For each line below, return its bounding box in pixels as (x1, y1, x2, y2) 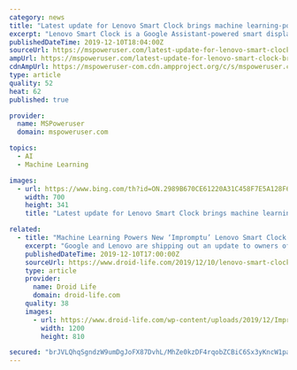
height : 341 (25, 201, 69, 210)
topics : (9, 143, 38, 153)
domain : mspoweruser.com (17, 127, 109, 137)
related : (9, 225, 42, 235)
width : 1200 (41, 324, 86, 333)
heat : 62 (9, 87, 42, 96)
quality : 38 (25, 299, 69, 308)
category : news (9, 12, 65, 22)
